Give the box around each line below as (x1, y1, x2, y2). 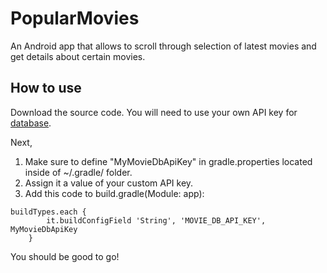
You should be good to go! (10, 250, 120, 262)
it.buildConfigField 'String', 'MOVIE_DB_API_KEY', (46, 215, 267, 226)
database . (10, 117, 52, 129)
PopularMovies (10, 7, 140, 30)
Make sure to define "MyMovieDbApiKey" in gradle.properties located (24, 155, 313, 167)
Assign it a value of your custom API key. (24, 177, 194, 189)
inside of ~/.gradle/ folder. (24, 166, 133, 178)
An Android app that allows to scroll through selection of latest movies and (10, 40, 317, 52)
